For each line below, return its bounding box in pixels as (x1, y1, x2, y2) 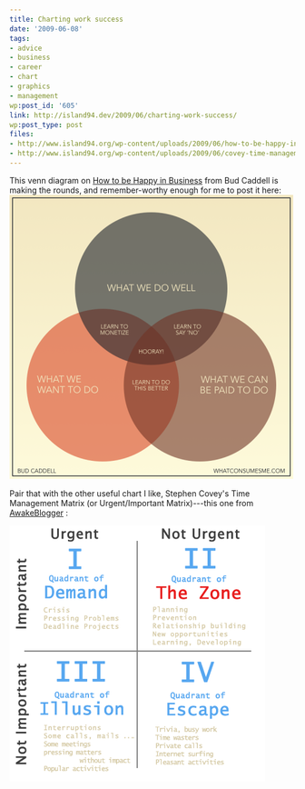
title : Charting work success (9, 15, 124, 24)
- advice (9, 44, 43, 53)
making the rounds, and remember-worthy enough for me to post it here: (9, 185, 281, 195)
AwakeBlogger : (9, 507, 69, 518)
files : (9, 130, 34, 139)
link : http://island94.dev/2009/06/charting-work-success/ (9, 110, 238, 120)
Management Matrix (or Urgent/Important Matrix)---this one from (9, 497, 254, 508)
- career (9, 63, 43, 72)
